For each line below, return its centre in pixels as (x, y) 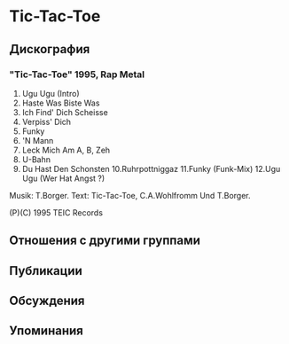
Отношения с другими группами (105, 241)
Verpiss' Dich (47, 121)
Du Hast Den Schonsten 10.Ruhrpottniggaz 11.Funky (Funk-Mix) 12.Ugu (151, 168)
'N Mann (38, 140)
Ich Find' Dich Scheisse (65, 112)
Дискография (50, 49)
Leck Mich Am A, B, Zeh (66, 150)
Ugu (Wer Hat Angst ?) (63, 178)
